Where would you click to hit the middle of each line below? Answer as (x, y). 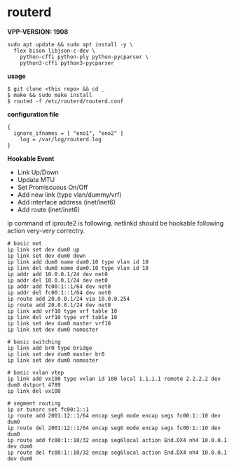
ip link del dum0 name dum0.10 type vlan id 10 (78, 268)
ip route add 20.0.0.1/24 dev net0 (59, 305)
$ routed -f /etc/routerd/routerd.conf (66, 101)
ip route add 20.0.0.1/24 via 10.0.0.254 (69, 299)
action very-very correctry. (46, 230)
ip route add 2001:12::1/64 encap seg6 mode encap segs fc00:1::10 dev (114, 415)
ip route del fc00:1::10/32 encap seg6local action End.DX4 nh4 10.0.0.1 (117, 453)
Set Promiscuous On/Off (53, 187)
